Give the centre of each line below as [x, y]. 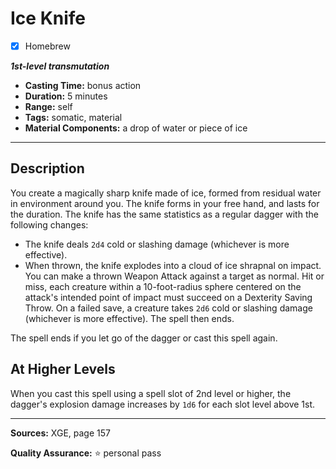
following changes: [49, 224]
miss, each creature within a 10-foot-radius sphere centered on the [163, 286]
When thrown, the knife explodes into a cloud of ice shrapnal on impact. [173, 265]
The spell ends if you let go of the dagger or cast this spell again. [144, 338]
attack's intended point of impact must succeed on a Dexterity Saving [168, 297]
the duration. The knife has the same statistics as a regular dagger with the [164, 214]
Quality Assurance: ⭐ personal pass [86, 453]
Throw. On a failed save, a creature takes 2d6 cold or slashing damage [168, 308]
